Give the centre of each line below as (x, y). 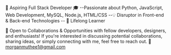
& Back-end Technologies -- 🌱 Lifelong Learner (55, 21)
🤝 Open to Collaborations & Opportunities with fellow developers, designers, (86, 31)
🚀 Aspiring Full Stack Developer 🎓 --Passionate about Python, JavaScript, (84, 8)
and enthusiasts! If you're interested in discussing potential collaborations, (84, 36)
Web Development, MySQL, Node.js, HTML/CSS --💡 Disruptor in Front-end (85, 15)
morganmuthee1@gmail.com (35, 47)
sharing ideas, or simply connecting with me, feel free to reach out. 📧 (78, 41)
